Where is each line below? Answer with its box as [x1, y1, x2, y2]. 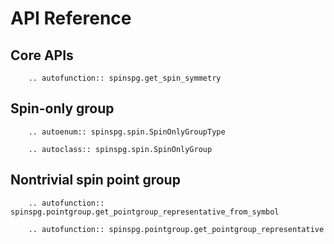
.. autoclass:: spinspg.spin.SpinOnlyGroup [28, 144, 213, 154]
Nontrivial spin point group [10, 172, 181, 189]
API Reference [10, 7, 132, 30]
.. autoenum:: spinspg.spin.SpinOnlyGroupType [28, 127, 226, 137]
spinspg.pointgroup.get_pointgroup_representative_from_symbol [10, 207, 280, 217]
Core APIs [10, 47, 74, 64]
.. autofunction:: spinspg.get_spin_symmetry [28, 73, 222, 83]
